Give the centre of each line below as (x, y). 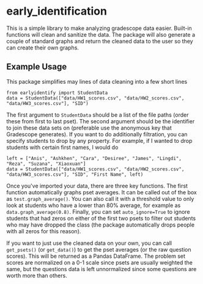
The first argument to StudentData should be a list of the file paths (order (98, 115)
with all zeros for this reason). (44, 231)
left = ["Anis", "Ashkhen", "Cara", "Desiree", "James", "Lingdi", (94, 158)
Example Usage (37, 67)
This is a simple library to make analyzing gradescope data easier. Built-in (99, 28)
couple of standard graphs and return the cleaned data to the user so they (100, 41)
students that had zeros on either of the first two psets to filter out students (101, 218)
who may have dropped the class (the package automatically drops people (100, 225)
